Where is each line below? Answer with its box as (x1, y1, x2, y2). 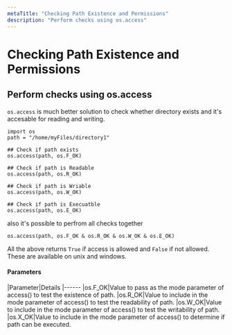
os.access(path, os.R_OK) (7, 171, 82, 178)
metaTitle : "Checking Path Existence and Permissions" (7, 10, 169, 17)
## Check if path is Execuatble (7, 200, 100, 208)
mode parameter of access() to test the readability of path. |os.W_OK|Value (7, 298, 222, 306)
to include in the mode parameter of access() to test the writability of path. (7, 305, 220, 313)
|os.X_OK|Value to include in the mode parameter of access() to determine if (7, 313, 225, 321)
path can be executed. (7, 320, 71, 328)
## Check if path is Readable (7, 164, 95, 171)
